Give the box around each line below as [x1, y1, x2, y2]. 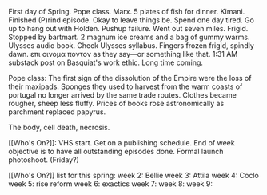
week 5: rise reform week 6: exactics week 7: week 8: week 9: [8, 179, 213, 189]
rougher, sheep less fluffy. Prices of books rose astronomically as [8, 99, 225, 108]
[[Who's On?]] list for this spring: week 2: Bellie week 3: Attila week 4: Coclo [8, 171, 260, 180]
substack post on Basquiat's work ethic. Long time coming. [8, 58, 204, 67]
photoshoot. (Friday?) [8, 155, 80, 165]
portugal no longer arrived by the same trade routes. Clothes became [8, 90, 237, 99]
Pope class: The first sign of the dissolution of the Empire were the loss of [8, 74, 252, 82]
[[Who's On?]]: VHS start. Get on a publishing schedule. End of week [8, 138, 235, 147]
